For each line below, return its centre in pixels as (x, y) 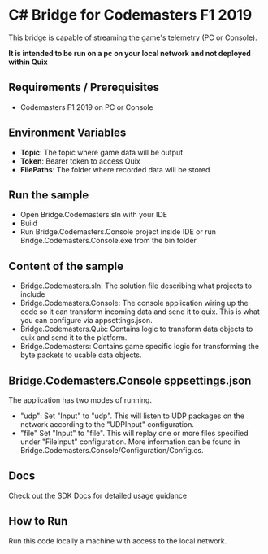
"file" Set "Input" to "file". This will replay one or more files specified (134, 433)
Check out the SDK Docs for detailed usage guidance (98, 495)
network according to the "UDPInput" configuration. (107, 424)
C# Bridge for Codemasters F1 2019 (130, 15)
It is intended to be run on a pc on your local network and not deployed (130, 53)
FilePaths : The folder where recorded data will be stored (115, 169)
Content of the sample (66, 266)
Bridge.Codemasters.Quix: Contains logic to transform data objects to (136, 329)
